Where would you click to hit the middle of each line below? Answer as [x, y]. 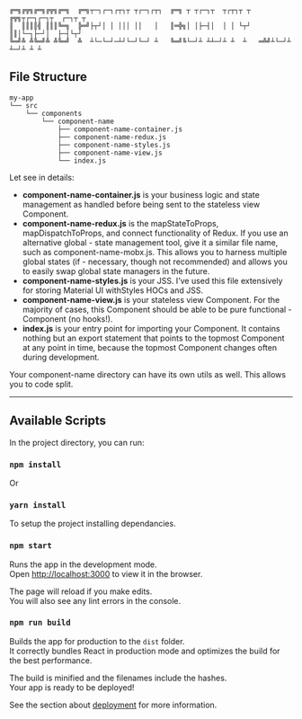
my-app [22, 98]
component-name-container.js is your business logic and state [141, 194]
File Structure [48, 77]
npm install [36, 464]
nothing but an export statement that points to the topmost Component [153, 338]
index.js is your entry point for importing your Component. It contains [151, 328]
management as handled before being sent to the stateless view [141, 204]
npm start [31, 546]
